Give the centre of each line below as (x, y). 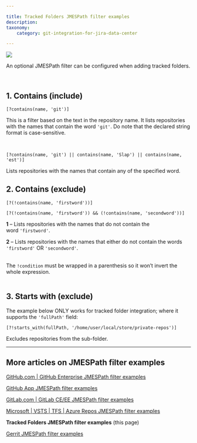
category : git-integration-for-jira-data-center (77, 33)
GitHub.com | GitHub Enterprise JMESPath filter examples (76, 377)
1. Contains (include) (45, 95)
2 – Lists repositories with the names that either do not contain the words (94, 241)
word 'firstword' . (28, 230)
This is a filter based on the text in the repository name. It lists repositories (96, 120)
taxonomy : (18, 28)
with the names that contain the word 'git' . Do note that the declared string (98, 126)
